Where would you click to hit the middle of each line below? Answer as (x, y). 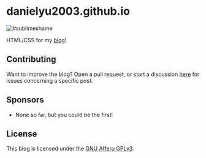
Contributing (31, 59)
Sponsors (25, 100)
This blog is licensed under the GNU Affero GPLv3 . (70, 149)
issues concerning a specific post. (50, 80)
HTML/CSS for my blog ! (36, 40)
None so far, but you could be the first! (64, 115)
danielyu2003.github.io (68, 11)
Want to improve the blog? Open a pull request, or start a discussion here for (103, 74)
